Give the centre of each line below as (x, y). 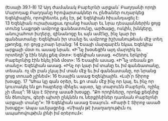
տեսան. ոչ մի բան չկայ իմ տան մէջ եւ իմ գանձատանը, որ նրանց (81, 71)
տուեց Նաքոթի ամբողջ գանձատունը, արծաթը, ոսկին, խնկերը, (79, 28)
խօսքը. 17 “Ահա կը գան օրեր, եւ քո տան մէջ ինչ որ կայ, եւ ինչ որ (80, 81)
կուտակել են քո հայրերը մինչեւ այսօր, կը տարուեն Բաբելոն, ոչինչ (82, 86)
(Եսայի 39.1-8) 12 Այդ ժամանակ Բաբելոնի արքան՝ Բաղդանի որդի (81, 7)
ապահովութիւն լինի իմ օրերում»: (44, 113)
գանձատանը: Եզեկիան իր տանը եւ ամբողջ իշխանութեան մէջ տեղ (84, 39)
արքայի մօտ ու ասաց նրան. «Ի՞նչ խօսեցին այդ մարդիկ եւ (73, 50)
